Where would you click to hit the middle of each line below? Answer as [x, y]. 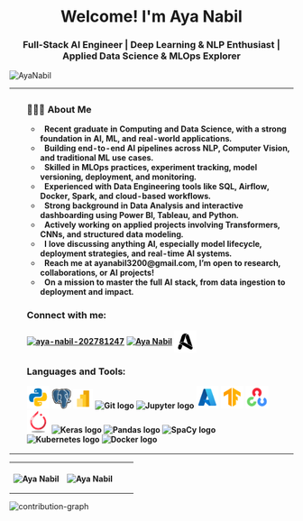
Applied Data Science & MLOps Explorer [151, 56]
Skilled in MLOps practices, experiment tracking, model [151, 168]
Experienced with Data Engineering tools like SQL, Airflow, [157, 187]
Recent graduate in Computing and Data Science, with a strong [165, 129]
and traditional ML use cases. [96, 158]
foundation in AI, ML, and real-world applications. [136, 139]
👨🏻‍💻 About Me [59, 109]
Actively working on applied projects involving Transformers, [162, 225]
